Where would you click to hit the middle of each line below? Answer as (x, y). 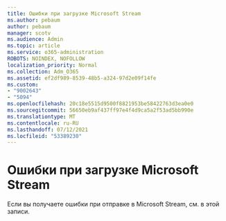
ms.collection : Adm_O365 (43, 71)
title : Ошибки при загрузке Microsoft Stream (74, 14)
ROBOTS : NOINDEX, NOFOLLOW (46, 59)
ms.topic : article (34, 46)
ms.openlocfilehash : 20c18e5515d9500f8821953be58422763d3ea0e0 (101, 104)
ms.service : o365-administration (55, 53)
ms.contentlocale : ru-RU (43, 123)
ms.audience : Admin (35, 39)
